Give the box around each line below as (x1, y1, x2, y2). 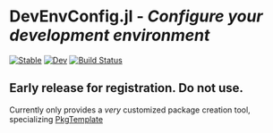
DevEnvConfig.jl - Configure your (9, 6, 263, 27)
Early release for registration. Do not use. (9, 80, 244, 96)
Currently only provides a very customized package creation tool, (9, 104, 251, 115)
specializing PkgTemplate (9, 113, 104, 124)
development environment (9, 25, 210, 46)
